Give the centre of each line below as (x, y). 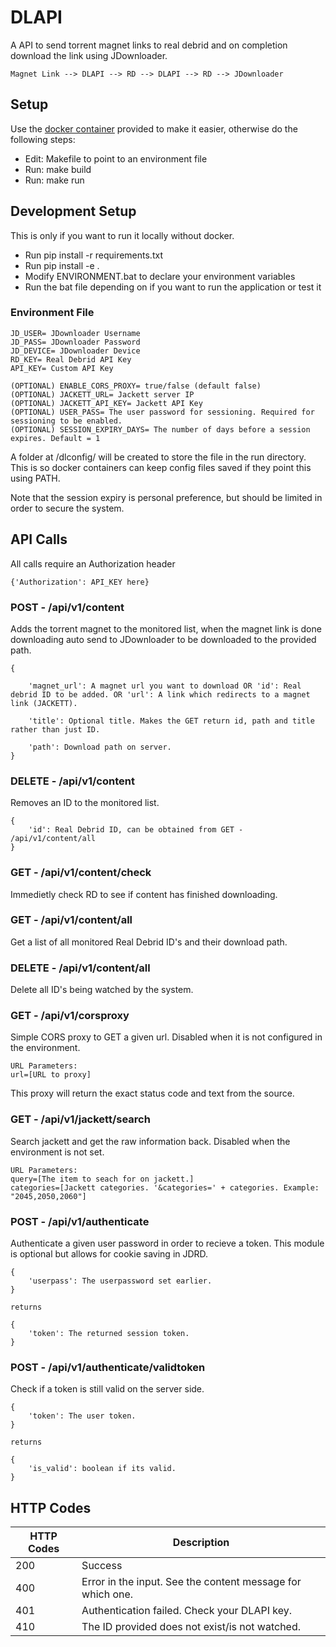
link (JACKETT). (44, 703)
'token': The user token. (82, 1416)
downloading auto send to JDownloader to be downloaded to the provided (163, 639)
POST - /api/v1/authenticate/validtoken (108, 1367)
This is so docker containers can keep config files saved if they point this (161, 467)
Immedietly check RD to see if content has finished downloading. (144, 894)
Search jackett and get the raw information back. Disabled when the (150, 1141)
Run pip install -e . (62, 265)
